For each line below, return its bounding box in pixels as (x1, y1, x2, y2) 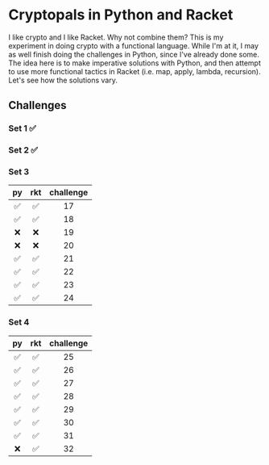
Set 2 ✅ (8, 145, 39, 156)
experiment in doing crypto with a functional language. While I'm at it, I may (8, 40, 259, 50)
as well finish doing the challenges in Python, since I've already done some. (8, 49, 260, 59)
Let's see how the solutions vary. (8, 75, 118, 85)
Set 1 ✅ (8, 123, 37, 134)
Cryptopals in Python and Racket (8, 6, 234, 24)
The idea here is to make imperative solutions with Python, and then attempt (8, 58, 262, 68)
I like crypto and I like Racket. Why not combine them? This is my (8, 32, 224, 42)
